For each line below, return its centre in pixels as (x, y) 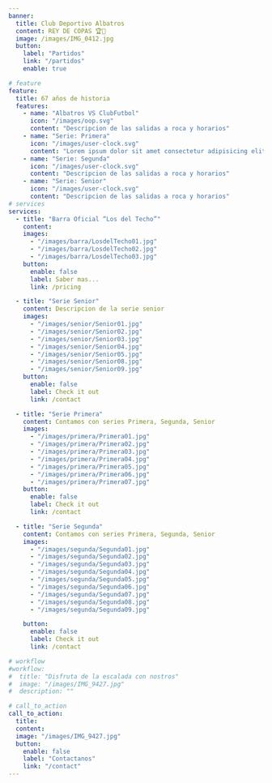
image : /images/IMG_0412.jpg (65, 39)
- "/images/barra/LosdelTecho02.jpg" (93, 249)
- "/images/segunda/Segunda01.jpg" (90, 549)
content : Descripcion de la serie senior (93, 309)
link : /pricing (55, 287)
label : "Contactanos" (59, 759)
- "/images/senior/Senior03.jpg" (86, 339)
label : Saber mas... (64, 279)
